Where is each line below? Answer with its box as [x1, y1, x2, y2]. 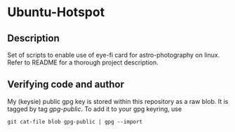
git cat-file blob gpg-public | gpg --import [7, 118, 142, 125]
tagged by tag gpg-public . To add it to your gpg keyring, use [7, 105, 182, 113]
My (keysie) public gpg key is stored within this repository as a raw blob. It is [7, 97, 229, 105]
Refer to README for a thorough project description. [7, 58, 159, 67]
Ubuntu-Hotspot [7, 4, 105, 20]
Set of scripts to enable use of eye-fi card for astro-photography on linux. [7, 51, 220, 59]
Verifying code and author [7, 79, 125, 91]
